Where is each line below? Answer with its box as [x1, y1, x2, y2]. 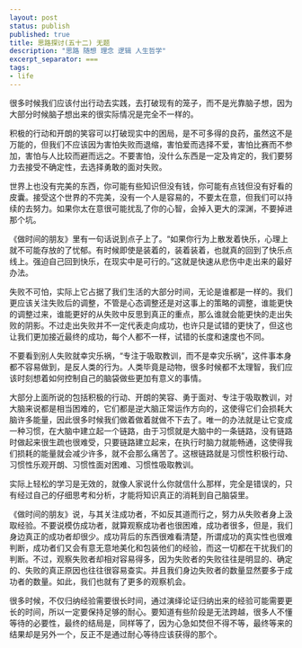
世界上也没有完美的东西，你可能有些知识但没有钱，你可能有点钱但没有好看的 [9, 181, 293, 191]
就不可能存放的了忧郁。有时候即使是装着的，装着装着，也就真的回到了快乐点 [9, 244, 293, 255]
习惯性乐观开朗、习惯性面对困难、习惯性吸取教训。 [9, 459, 199, 470]
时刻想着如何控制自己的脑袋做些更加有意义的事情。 [16, 372, 207, 383]
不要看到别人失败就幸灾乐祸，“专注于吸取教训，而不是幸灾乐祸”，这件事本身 [9, 350, 292, 360]
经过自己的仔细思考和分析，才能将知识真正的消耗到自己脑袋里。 [16, 489, 253, 500]
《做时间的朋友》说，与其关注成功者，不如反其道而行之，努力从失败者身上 [9, 509, 285, 519]
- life [9, 72, 34, 81]
